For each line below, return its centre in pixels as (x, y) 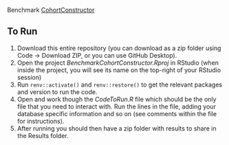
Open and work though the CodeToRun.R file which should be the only (117, 99)
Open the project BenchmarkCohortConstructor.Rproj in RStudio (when (118, 63)
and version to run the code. (57, 91)
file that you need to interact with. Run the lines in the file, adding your (117, 107)
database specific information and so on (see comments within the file (117, 113)
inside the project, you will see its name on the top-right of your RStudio (119, 70)
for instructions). (41, 121)
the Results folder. (43, 135)
